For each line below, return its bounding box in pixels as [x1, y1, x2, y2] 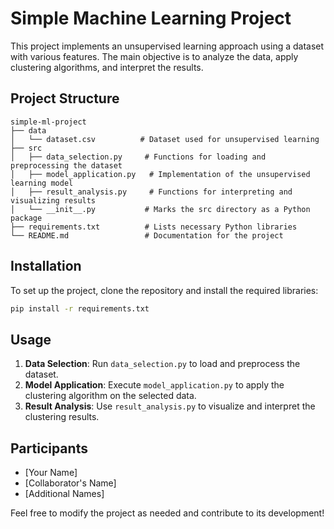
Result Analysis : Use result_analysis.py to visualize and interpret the [24, 400, 316, 412]
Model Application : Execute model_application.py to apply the [24, 379, 285, 391]
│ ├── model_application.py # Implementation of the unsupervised [10, 169, 311, 179]
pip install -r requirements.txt [10, 303, 150, 314]
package [10, 213, 43, 223]
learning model [10, 178, 74, 188]
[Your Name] [24, 467, 78, 479]
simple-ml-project [10, 117, 87, 127]
